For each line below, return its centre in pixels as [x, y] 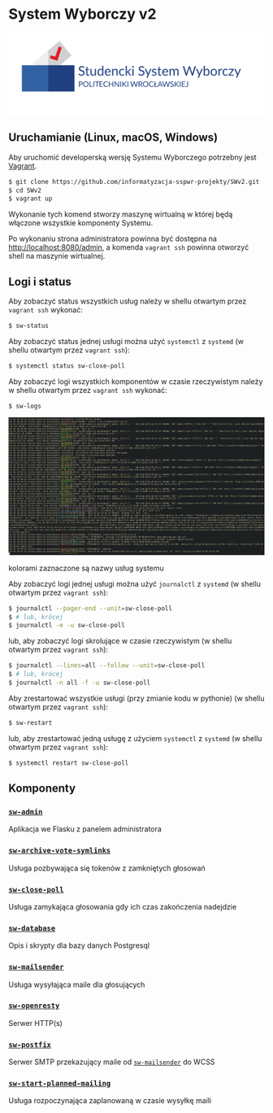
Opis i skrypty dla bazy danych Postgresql [79, 945]
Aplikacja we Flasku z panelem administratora [85, 829]
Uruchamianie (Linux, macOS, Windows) [113, 138]
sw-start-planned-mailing [60, 1084]
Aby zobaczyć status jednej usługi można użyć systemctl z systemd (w [126, 341]
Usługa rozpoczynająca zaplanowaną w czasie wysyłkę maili [110, 1101]
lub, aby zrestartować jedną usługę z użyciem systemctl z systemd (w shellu [135, 738]
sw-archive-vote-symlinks [60, 851]
